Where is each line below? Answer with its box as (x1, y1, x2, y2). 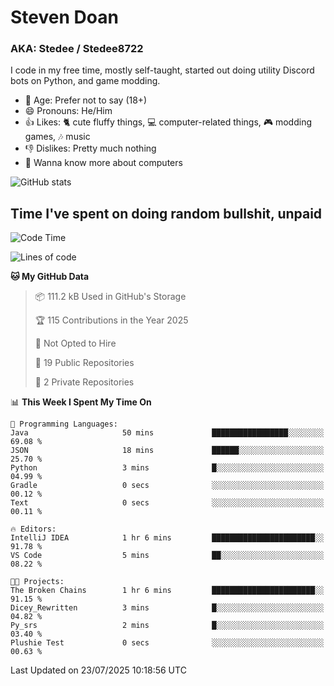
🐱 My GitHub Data (10, 271, 90, 283)
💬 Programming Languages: (10, 419, 118, 430)
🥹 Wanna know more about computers (24, 157, 183, 169)
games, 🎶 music (24, 131, 91, 143)
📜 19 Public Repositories (34, 357, 135, 369)
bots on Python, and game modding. (10, 75, 161, 87)
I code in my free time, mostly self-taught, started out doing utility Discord (10, 64, 315, 76)
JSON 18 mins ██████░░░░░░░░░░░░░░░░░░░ (10, 446, 325, 456)
